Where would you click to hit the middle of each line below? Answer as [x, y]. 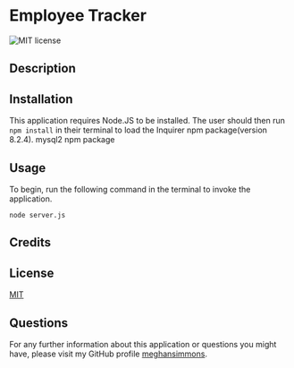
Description [42, 68]
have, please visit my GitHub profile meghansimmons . [109, 354]
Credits [30, 243]
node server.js [38, 215]
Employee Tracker [78, 16]
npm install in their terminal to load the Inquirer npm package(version [139, 130]
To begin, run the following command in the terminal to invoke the [130, 189]
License [32, 273]
